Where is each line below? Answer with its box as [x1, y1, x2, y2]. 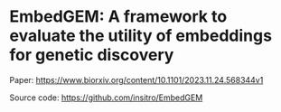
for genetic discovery [9, 45, 174, 65]
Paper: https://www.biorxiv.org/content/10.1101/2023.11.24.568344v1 [9, 74, 264, 85]
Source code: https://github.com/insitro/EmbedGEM [9, 92, 203, 103]
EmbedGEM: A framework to [9, 6, 228, 27]
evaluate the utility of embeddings [9, 25, 273, 46]
